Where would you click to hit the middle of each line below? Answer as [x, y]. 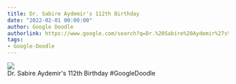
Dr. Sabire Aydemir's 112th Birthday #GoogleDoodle [81, 73]
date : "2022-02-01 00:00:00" [50, 20]
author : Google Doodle [40, 27]
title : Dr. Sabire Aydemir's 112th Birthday [73, 14]
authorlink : [25, 33]
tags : [15, 40]
